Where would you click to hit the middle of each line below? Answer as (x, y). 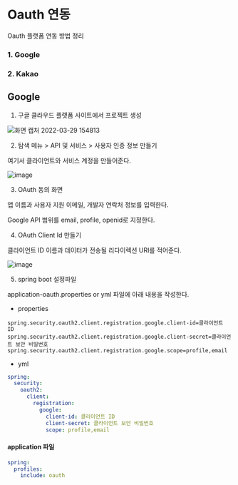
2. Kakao (23, 73)
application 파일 (31, 447)
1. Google (24, 54)
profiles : (28, 469)
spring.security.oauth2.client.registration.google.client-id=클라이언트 (115, 323)
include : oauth (43, 476)
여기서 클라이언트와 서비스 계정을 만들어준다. (69, 160)
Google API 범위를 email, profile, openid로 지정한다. (81, 220)
